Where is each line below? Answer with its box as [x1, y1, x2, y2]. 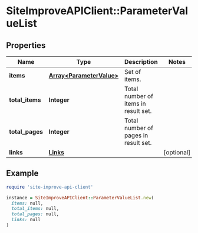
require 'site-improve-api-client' [6, 184, 94, 190]
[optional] [163, 148, 191, 156]
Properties [6, 40, 46, 50]
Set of [124, 68, 141, 76]
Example [6, 169, 39, 179]
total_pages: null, [11, 211, 60, 217]
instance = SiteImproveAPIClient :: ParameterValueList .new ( [6, 195, 154, 200]
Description [124, 58, 158, 66]
